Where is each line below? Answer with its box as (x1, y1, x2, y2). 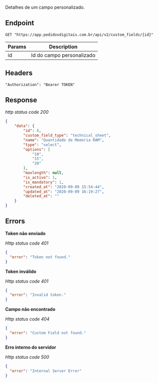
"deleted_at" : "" (23, 194, 59, 199)
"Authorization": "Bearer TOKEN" (5, 82, 75, 87)
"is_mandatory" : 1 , (23, 180, 64, 185)
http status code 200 (5, 109, 49, 115)
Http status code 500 (5, 354, 49, 360)
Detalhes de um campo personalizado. (5, 5, 85, 10)
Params (8, 43, 27, 50)
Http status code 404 (5, 316, 50, 322)
